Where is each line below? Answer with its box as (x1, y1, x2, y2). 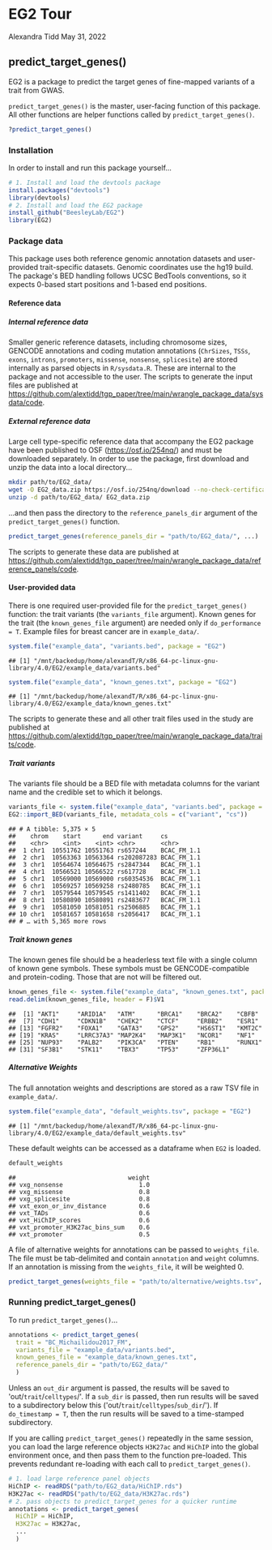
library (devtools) (8, 194, 70, 202)
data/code (8, 398, 43, 408)
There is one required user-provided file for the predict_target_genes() (8, 601, 248, 610)
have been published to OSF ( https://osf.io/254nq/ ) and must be (8, 445, 223, 455)
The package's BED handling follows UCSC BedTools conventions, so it (8, 271, 247, 280)
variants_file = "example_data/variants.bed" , (15, 1346, 176, 1354)
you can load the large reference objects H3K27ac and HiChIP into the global (8, 1442, 259, 1452)
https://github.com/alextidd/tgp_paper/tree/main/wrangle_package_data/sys (8, 389, 264, 399)
